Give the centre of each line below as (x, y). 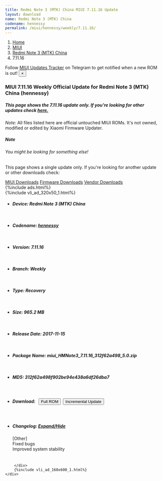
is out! (11, 73)
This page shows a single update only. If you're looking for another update (81, 167)
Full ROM (50, 401)
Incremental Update (83, 401)
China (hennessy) (27, 93)
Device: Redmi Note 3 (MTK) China (49, 204)
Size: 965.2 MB (28, 312)
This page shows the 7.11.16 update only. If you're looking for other (75, 105)
